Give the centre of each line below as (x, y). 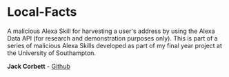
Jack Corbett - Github (39, 66)
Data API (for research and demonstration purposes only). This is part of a (113, 38)
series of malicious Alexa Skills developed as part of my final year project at (115, 45)
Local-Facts (42, 12)
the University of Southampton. (52, 53)
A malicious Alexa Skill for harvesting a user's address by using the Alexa (111, 31)
